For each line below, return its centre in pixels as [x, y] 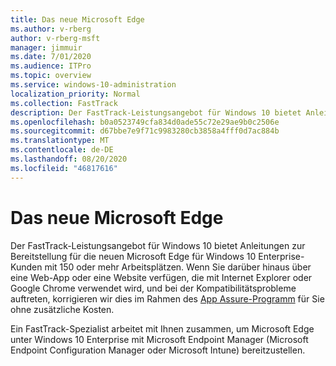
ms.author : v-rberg [51, 29]
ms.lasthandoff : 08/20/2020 [69, 159]
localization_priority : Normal [75, 94]
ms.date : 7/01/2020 [51, 57]
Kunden [26, 267]
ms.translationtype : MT [60, 141]
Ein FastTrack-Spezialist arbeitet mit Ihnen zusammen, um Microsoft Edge [162, 328]
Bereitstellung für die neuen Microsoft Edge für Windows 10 [133, 256]
